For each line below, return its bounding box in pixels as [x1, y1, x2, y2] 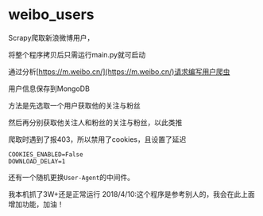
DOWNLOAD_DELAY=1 [8, 157, 66, 165]
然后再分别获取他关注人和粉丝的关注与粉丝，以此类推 [8, 117, 183, 127]
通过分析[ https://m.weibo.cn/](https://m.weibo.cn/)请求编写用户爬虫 [8, 66, 230, 77]
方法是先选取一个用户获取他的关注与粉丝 [8, 100, 141, 110]
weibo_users [8, 6, 95, 24]
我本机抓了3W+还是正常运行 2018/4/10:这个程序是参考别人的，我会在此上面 [8, 189, 256, 198]
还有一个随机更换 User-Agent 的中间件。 [8, 172, 135, 182]
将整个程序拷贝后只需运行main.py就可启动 [8, 49, 145, 59]
